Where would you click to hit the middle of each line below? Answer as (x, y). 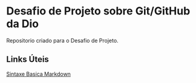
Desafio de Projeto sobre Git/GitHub (98, 11)
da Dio (23, 24)
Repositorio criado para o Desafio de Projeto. (63, 40)
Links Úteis (28, 59)
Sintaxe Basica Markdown (39, 74)
